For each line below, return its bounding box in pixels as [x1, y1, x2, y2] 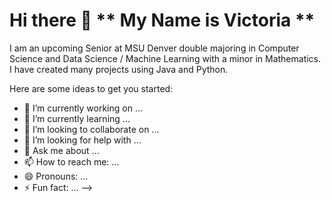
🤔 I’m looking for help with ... [23, 134, 142, 146]
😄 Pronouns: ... [23, 170, 89, 182]
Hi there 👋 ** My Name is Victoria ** [9, 9, 316, 32]
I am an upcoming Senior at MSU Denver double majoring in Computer [9, 42, 300, 54]
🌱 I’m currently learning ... [23, 112, 131, 124]
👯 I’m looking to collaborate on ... [23, 123, 160, 135]
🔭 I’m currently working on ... [23, 102, 143, 114]
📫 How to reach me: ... [23, 155, 120, 168]
